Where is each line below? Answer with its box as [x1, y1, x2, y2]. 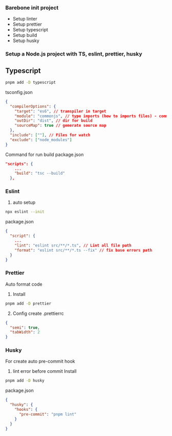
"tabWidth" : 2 [10, 330, 40, 335]
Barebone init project [5, 4, 59, 11]
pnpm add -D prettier [5, 301, 52, 306]
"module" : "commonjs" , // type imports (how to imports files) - [14, 113, 157, 119]
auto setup [12, 199, 36, 205]
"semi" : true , [10, 325, 40, 330]
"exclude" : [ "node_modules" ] [10, 137, 72, 142]
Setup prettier [12, 21, 42, 27]
